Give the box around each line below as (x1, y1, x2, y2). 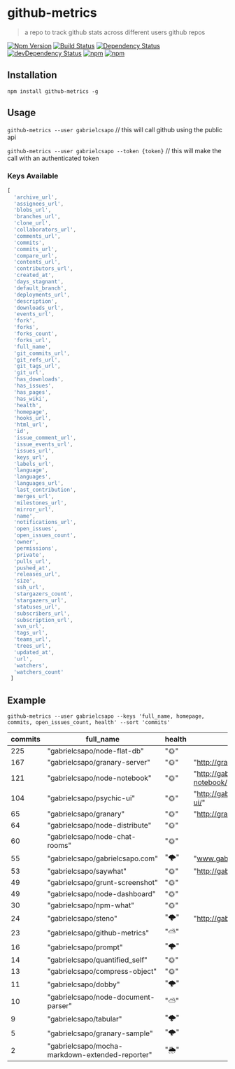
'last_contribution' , (13, 486, 77, 494)
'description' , (13, 297, 58, 305)
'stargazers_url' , (13, 597, 68, 604)
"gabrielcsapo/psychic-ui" (47, 793, 135, 803)
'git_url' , (13, 369, 45, 376)
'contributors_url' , (13, 265, 73, 272)
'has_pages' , (13, 388, 52, 396)
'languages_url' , (13, 480, 64, 487)
